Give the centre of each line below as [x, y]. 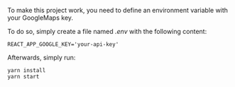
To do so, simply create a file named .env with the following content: [107, 31]
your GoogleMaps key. [40, 18]
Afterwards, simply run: [42, 57]
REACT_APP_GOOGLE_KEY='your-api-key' [63, 45]
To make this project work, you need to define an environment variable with [118, 10]
